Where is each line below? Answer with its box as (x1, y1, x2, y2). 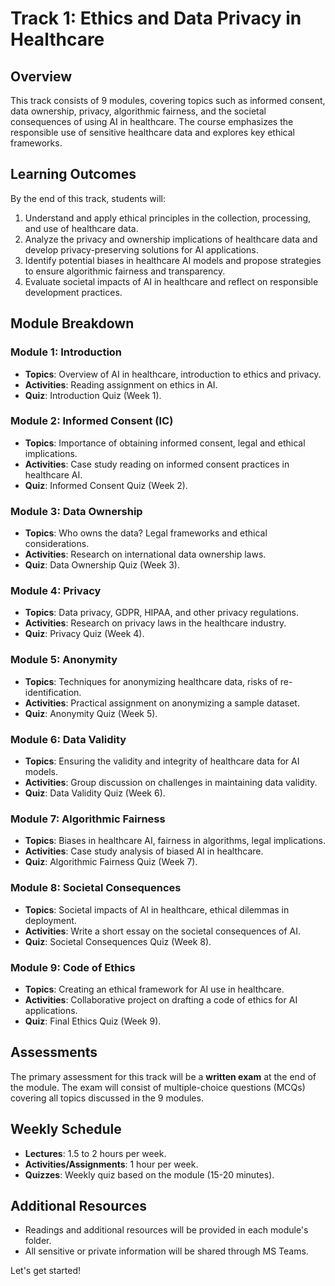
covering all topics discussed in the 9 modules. (10, 1092, 204, 1104)
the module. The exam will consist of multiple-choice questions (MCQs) (10, 1081, 306, 1093)
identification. (24, 686, 82, 698)
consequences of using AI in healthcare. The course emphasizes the (10, 116, 294, 127)
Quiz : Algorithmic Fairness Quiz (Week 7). (24, 856, 198, 868)
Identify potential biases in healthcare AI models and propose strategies (24, 254, 322, 266)
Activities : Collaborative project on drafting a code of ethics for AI (24, 993, 298, 1006)
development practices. (24, 286, 123, 298)
